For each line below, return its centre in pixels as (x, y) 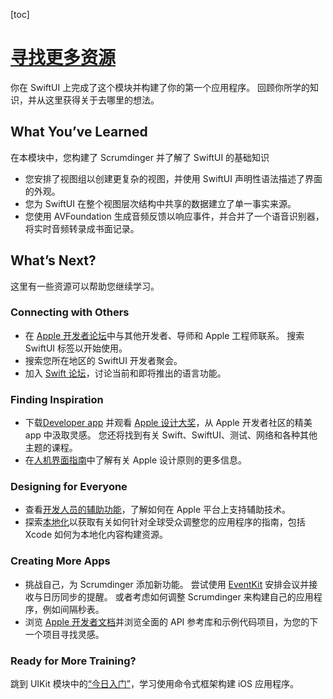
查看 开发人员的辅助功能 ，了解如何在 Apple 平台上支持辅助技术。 (158, 510)
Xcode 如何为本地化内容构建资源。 (96, 535)
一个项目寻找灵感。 (64, 634)
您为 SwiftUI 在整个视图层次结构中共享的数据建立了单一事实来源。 (160, 203)
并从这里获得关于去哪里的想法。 (93, 100)
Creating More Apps (60, 561)
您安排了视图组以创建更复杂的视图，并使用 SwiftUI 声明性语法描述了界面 (173, 178)
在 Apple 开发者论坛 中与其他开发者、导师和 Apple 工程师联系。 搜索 (164, 335)
